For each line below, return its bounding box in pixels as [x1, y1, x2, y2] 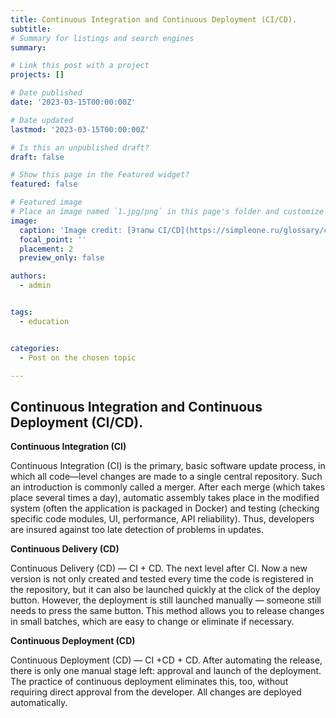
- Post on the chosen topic [19, 352, 137, 363]
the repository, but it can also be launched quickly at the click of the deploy [10, 584, 321, 596]
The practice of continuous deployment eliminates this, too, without [10, 676, 289, 688]
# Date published [10, 88, 83, 98]
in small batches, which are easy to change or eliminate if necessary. [10, 616, 295, 628]
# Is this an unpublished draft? [10, 142, 150, 153]
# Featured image [10, 197, 83, 208]
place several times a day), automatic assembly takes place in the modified [10, 492, 320, 504]
